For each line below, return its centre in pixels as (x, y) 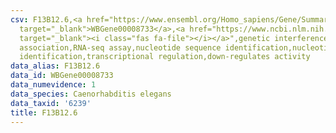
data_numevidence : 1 (53, 85)
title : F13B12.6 (44, 112)
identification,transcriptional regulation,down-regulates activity (165, 57)
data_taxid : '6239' (51, 103)
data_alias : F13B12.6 (55, 66)
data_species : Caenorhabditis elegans (91, 94)
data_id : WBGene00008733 (62, 76)
